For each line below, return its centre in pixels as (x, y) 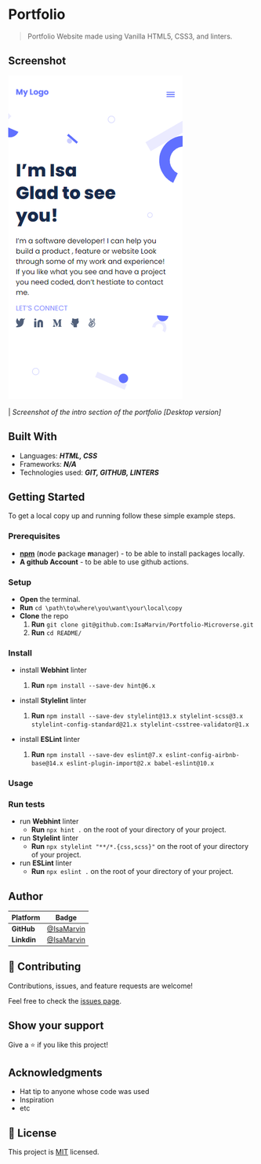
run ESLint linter (45, 863)
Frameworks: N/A (48, 464)
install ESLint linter (50, 740)
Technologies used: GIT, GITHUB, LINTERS (89, 472)
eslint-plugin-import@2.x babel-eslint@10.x (140, 764)
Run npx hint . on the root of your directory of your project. (129, 830)
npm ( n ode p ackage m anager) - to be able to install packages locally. (132, 553)
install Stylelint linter (53, 700)
